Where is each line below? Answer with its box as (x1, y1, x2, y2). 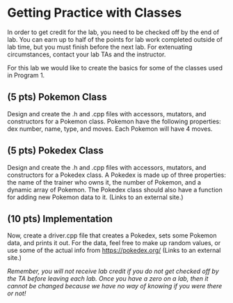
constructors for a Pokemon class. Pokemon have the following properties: (7, 117, 221, 125)
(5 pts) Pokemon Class (7, 91, 107, 103)
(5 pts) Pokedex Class (7, 145, 104, 157)
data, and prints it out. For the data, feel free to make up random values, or (7, 239, 221, 247)
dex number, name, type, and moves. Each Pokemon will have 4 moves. (7, 124, 213, 133)
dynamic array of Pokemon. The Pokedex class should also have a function (7, 185, 223, 194)
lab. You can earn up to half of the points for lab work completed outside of (7, 35, 223, 43)
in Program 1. (7, 71, 45, 79)
